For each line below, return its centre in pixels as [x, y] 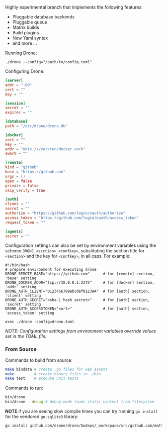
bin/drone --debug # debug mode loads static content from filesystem [80, 402]
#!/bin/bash [17, 265]
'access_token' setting [30, 313]
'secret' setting [23, 305]
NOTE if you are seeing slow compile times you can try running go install [82, 411]
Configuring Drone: [25, 71]
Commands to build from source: [39, 360]
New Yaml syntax [30, 38]
